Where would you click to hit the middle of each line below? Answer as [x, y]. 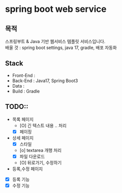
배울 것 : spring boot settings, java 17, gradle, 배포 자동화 [61, 48]
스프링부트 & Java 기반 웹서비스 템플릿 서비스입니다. [55, 41]
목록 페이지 [23, 119]
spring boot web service [56, 9]
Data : [18, 86]
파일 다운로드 [32, 156]
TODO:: [17, 107]
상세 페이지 [23, 138]
